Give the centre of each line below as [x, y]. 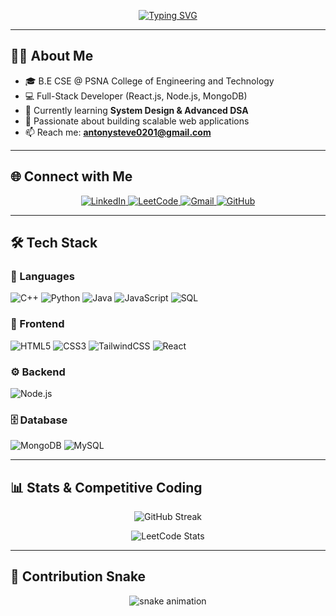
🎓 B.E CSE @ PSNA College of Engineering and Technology [149, 81]
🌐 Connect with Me [71, 176]
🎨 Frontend [37, 324]
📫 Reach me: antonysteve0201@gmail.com [118, 132]
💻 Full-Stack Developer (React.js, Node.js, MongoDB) [136, 96]
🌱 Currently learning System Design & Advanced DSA [136, 110]
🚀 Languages [42, 276]
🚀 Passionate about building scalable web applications [137, 121]
